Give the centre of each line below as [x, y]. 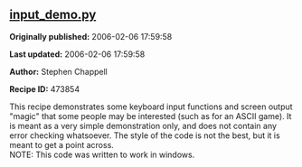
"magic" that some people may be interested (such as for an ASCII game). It [151, 116]
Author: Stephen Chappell [59, 71]
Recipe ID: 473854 [44, 88]
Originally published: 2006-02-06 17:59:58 [91, 36]
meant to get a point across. [62, 144]
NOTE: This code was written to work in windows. [102, 154]
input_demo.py [53, 15]
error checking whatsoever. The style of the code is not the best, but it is [145, 135]
